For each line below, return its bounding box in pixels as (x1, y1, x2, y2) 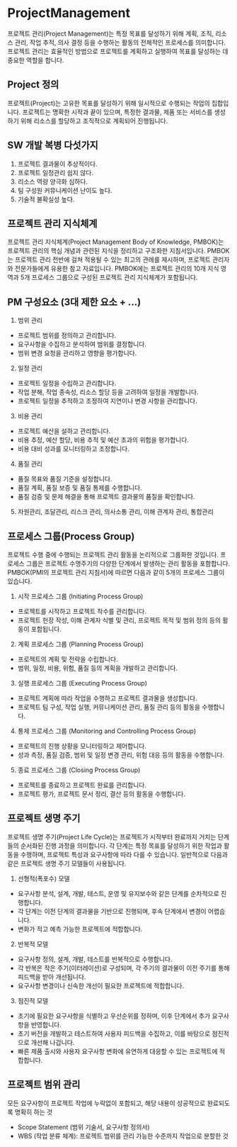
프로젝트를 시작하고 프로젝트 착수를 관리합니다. (17, 608, 147, 615)
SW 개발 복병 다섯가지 (7, 140, 99, 152)
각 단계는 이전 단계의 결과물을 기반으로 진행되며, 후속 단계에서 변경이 (17, 907, 207, 915)
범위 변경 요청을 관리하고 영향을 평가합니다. (17, 349, 137, 357)
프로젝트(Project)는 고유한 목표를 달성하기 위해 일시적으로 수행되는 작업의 (7, 99, 210, 107)
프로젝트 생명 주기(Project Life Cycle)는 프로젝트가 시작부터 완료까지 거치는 (7, 832, 216, 841)
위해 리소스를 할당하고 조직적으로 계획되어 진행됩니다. (20, 116, 168, 125)
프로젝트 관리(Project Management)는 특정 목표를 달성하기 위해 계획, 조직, (7, 29, 214, 38)
